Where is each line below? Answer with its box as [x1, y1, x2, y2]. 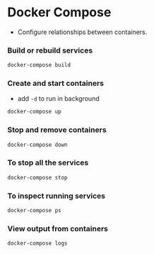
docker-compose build [7, 62, 71, 69]
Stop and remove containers [7, 125, 107, 135]
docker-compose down [7, 141, 69, 148]
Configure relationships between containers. [17, 28, 148, 36]
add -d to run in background [17, 94, 100, 103]
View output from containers [7, 223, 108, 233]
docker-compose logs [7, 240, 69, 247]
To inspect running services [7, 191, 106, 201]
